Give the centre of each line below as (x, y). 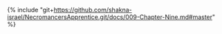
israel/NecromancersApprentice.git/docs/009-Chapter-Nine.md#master (110, 17)
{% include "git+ (30, 10)
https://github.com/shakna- (93, 10)
